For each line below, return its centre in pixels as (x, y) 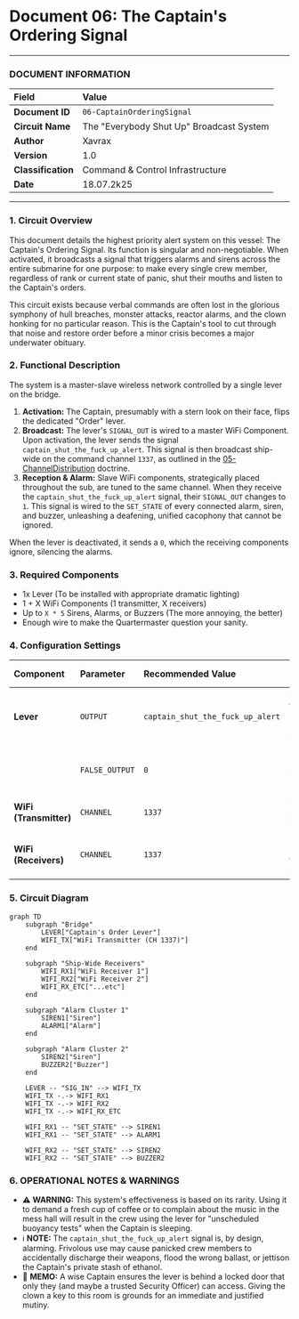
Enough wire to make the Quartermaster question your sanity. (135, 623)
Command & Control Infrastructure (154, 170)
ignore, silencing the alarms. (61, 551)
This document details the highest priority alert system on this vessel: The (145, 240)
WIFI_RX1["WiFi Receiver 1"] (95, 971)
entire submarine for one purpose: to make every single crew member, (138, 268)
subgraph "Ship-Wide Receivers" (85, 963)
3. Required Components (65, 574)
